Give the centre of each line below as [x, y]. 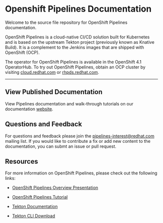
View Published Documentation [54, 92]
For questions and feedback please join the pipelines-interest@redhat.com [80, 136]
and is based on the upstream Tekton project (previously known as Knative [80, 42]
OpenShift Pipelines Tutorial [40, 197]
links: [10, 178]
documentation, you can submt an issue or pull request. [61, 146]
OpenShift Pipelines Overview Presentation [55, 188]
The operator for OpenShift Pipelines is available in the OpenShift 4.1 [73, 62]
